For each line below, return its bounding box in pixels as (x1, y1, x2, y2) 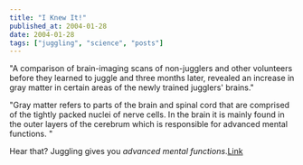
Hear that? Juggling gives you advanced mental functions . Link (9, 146, 243, 157)
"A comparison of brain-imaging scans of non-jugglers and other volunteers (9, 63, 293, 74)
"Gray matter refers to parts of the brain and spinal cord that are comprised (9, 100, 290, 111)
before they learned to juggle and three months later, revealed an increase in (9, 73, 295, 84)
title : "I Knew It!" (9, 13, 88, 23)
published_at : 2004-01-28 (9, 22, 107, 31)
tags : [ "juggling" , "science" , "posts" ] (9, 38, 165, 48)
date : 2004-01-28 (9, 30, 75, 39)
